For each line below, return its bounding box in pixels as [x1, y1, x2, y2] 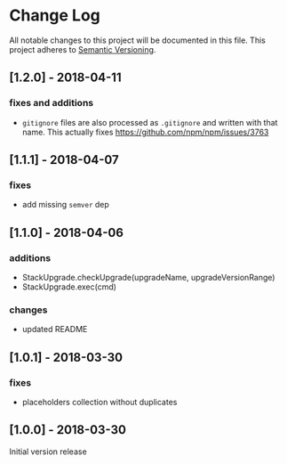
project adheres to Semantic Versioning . [9, 44, 156, 54]
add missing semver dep [21, 199, 109, 210]
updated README [21, 324, 88, 335]
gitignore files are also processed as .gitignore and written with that [21, 117, 278, 127]
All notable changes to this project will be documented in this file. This [9, 35, 267, 45]
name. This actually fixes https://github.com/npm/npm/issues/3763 [21, 126, 269, 137]
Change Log [9, 5, 100, 26]
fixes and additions [9, 97, 94, 110]
